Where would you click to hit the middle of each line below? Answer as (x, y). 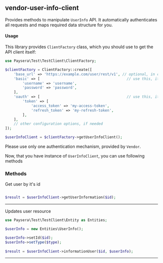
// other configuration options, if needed (58, 124)
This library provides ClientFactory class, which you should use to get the (79, 47)
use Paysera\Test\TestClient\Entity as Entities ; (56, 220)
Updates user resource (28, 211)
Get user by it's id (23, 184)
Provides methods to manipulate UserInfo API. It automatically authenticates (81, 19)
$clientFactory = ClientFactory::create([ (49, 70)
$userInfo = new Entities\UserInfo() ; (44, 229)
